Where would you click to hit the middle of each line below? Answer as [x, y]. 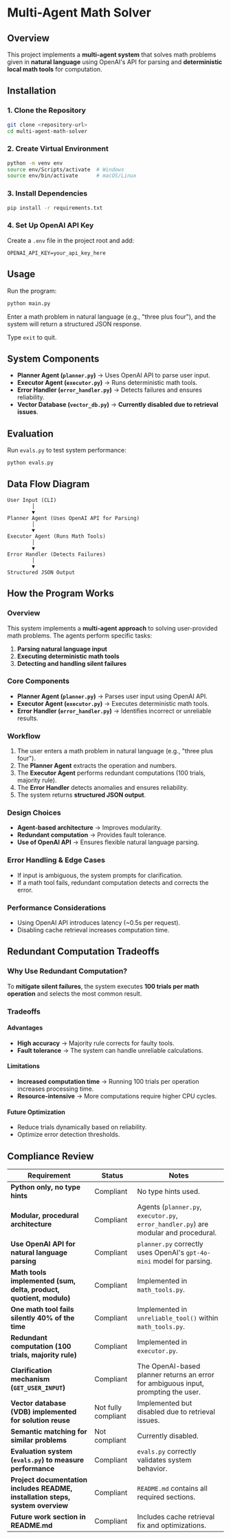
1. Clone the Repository [46, 110]
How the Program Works [61, 594]
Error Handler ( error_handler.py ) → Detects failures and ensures [110, 390]
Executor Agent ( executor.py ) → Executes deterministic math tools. [113, 703]
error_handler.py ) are [173, 1224]
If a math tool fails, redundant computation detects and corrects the [113, 882]
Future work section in [48, 1517]
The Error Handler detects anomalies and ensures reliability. [102, 788]
